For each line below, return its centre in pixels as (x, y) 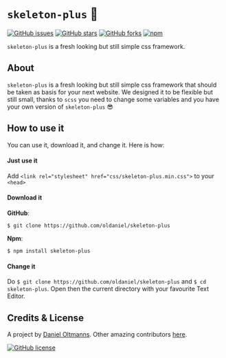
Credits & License (46, 318)
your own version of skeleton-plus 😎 (60, 107)
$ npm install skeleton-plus (49, 251)
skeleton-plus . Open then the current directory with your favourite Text (108, 289)
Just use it (22, 160)
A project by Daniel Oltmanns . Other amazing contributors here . (97, 334)
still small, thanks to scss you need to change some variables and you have (113, 99)
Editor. (16, 296)
